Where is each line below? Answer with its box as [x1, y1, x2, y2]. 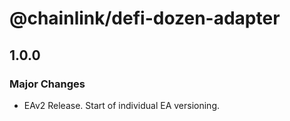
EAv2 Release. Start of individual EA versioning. [23, 99, 221, 111]
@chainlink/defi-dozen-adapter [9, 7, 281, 30]
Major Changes [9, 77, 86, 91]
